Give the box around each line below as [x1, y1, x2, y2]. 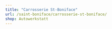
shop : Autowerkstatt [5, 16, 49, 21]
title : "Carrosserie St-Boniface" [5, 7, 78, 12]
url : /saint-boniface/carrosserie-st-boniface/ [5, 12, 107, 17]
